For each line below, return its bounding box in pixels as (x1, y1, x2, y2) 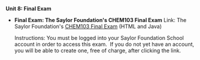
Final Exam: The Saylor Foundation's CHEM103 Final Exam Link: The (14, 17, 187, 23)
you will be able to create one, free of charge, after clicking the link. (14, 47, 181, 54)
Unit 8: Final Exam (5, 5, 51, 12)
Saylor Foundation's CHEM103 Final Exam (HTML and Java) (14, 23, 162, 30)
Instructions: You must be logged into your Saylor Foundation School (14, 34, 184, 41)
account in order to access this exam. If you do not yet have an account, (14, 41, 195, 48)
